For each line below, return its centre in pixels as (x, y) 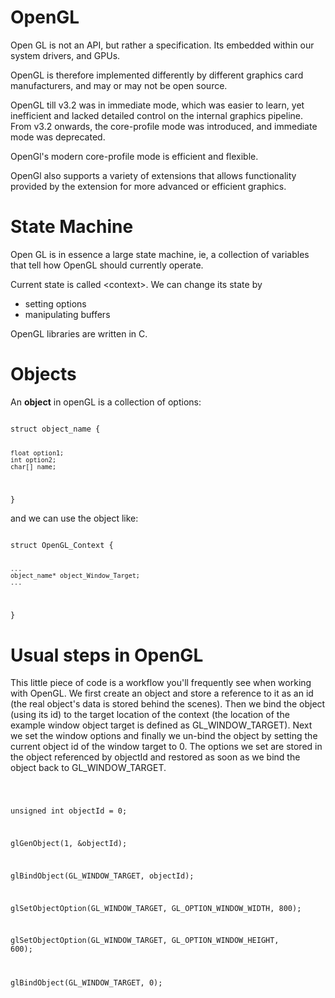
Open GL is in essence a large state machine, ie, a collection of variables (160, 254)
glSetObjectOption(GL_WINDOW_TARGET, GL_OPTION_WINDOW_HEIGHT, (145, 941)
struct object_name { (55, 429)
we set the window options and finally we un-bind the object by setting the (164, 736)
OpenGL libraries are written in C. (79, 333)
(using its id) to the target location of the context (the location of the (150, 715)
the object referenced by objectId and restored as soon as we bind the (155, 757)
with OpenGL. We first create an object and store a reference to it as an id (162, 693)
